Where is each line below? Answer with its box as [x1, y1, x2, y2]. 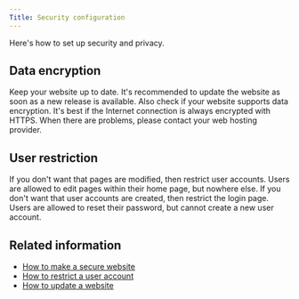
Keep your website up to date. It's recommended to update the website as [9, 86, 280, 98]
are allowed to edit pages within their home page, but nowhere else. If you [9, 183, 282, 194]
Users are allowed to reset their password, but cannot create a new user [9, 202, 274, 214]
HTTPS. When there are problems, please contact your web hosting [9, 115, 258, 125]
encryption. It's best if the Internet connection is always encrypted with [9, 106, 271, 117]
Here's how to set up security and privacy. [9, 37, 165, 48]
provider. [9, 125, 43, 135]
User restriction [9, 150, 99, 166]
